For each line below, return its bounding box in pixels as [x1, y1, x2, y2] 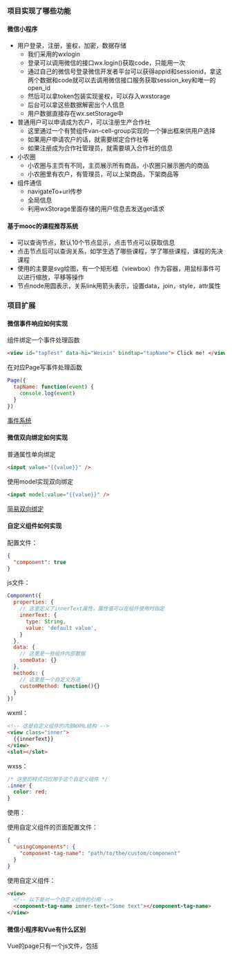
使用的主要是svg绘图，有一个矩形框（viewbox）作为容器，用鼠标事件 [17, 265, 215, 273]
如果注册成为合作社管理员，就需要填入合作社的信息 [27, 144, 173, 152]
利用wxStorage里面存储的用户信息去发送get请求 [27, 204, 164, 213]
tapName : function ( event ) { [13, 383, 95, 391]
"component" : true [13, 559, 67, 565]
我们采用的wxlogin [27, 50, 81, 58]
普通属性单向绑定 [7, 450, 56, 458]
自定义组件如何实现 [7, 522, 62, 530]
